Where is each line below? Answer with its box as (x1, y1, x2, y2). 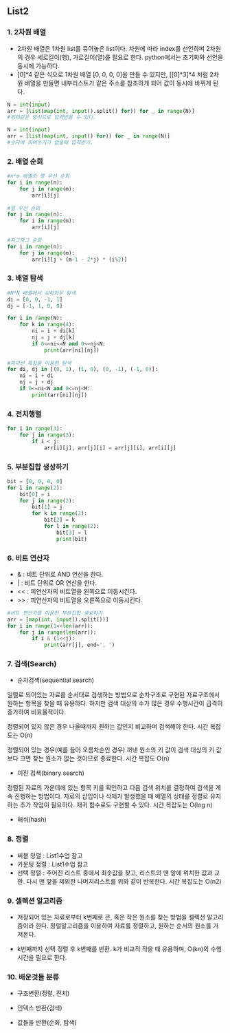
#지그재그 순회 (7, 237, 42, 244)
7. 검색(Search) (7, 659, 57, 669)
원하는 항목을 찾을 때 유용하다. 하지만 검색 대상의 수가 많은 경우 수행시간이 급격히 (7, 699, 223, 707)
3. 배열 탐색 (7, 273, 43, 283)
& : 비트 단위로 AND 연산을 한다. (16, 570, 104, 578)
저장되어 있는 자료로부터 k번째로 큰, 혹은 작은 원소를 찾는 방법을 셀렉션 (16, 913, 206, 922)
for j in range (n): (7, 211, 63, 218)
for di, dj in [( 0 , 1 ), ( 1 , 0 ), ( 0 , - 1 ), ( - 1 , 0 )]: (7, 366, 159, 373)
